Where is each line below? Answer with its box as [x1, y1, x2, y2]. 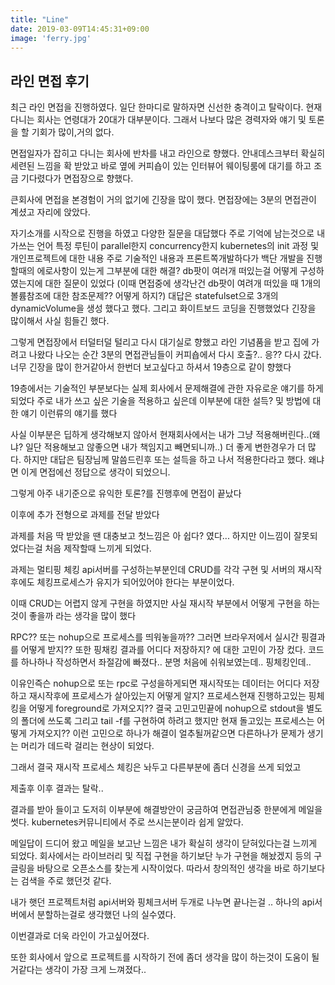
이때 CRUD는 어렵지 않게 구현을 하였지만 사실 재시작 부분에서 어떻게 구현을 [10, 597, 302, 610]
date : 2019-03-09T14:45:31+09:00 [10, 24, 150, 34]
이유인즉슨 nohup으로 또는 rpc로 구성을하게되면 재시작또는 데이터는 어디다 [10, 677, 302, 690]
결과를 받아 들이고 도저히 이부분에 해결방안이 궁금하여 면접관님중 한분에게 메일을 [10, 804, 323, 816]
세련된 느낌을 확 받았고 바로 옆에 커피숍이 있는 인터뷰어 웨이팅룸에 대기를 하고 [10, 160, 312, 172]
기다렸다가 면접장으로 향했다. [20, 172, 134, 185]
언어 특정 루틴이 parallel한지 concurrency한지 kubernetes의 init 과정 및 [36, 240, 320, 252]
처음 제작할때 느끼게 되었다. [44, 542, 152, 555]
